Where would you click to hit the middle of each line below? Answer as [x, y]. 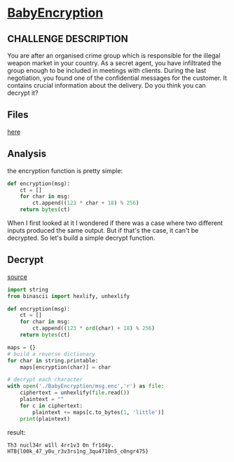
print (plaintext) [45, 419]
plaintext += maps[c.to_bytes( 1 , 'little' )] [98, 412]
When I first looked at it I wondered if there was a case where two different [115, 223]
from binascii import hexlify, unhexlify [69, 296]
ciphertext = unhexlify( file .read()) [75, 393]
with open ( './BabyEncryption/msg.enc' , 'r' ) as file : [86, 386]
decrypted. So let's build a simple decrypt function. [81, 238]
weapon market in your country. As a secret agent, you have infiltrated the [115, 63]
